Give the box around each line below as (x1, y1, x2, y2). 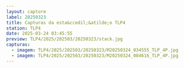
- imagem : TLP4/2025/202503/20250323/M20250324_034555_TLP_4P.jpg (11, 47, 179, 53)
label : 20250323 (6, 14, 46, 20)
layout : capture (6, 8, 46, 15)
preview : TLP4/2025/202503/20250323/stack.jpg (6, 36, 123, 42)
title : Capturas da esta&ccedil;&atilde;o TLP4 (6, 20, 126, 25)
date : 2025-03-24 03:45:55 (6, 31, 73, 37)
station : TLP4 (6, 25, 41, 31)
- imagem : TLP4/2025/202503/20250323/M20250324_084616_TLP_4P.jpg (11, 53, 179, 59)
